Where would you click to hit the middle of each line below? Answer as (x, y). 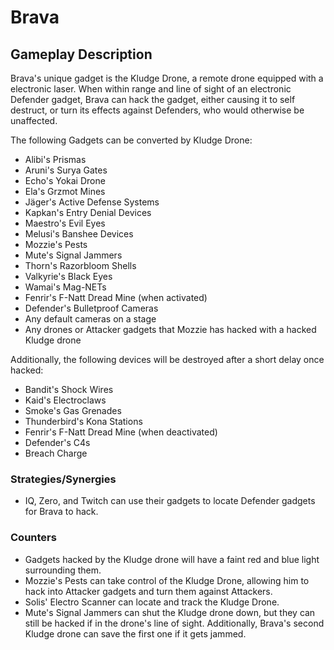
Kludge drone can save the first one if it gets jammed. (135, 633)
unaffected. (34, 120)
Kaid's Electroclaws (65, 400)
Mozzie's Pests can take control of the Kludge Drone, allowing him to (167, 580)
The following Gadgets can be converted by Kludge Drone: (131, 140)
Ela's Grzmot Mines (65, 191)
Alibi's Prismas (55, 159)
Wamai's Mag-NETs (65, 287)
